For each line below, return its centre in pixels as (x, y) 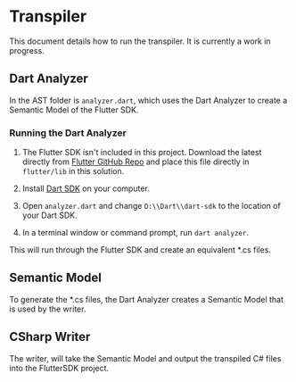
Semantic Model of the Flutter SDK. (74, 110)
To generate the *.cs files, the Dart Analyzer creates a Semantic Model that (146, 299)
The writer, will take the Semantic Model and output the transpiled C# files (145, 358)
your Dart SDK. (49, 215)
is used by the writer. (48, 309)
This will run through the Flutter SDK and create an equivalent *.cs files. (140, 250)
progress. (27, 50)
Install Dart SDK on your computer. (86, 188)
